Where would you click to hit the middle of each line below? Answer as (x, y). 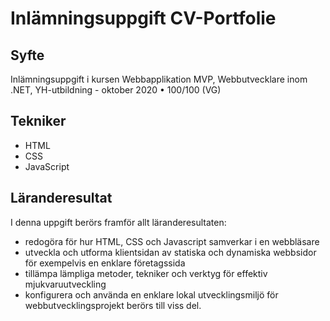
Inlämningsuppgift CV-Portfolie (143, 18)
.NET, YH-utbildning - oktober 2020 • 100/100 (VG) (116, 90)
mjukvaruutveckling (65, 284)
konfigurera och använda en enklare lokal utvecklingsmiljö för (151, 294)
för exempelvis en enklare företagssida (105, 263)
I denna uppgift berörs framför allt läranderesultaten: (118, 222)
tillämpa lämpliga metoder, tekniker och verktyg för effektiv (146, 273)
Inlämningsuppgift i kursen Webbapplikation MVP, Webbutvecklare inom (159, 79)
